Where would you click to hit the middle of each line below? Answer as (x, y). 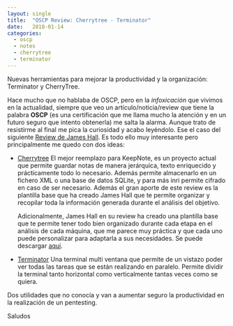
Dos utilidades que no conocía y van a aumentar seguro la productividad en (116, 295)
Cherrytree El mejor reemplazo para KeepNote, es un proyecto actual (116, 158)
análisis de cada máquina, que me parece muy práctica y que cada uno (120, 230)
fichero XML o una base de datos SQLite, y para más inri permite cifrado (121, 180)
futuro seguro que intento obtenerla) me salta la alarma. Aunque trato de (112, 122)
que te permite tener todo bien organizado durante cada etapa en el (115, 223)
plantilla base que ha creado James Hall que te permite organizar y (114, 195)
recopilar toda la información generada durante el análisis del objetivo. (119, 202)
